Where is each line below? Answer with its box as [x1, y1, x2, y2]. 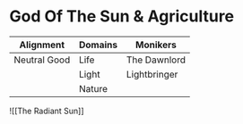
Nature [79, 82, 108, 95]
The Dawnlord [126, 54, 187, 66]
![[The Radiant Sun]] [9, 105, 84, 116]
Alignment [19, 38, 65, 51]
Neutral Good [13, 54, 71, 66]
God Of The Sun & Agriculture [9, 6, 235, 27]
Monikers [135, 38, 177, 51]
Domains [79, 38, 118, 51]
